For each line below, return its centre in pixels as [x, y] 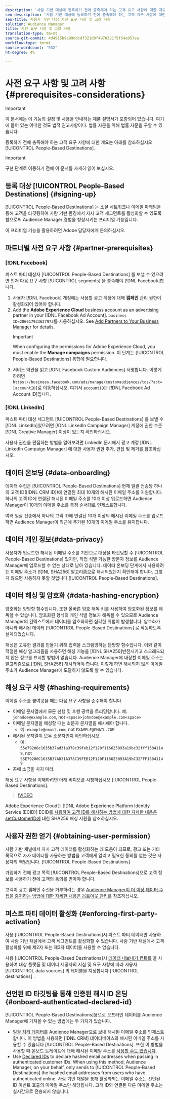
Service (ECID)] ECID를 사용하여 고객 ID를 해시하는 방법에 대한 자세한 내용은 [81, 812]
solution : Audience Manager [35, 24]
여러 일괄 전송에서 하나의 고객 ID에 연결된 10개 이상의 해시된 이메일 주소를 [78, 516]
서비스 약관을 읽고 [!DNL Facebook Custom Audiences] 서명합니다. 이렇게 [87, 369]
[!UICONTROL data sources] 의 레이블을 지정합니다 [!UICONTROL [72, 971]
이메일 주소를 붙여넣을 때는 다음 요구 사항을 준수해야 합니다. [64, 701]
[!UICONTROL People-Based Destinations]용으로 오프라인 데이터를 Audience [84, 1014]
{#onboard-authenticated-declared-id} [69, 1002]
